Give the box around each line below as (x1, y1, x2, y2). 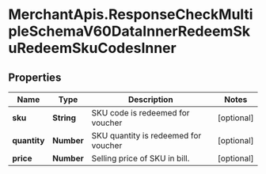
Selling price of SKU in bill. (91, 153, 190, 164)
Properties (8, 70, 62, 84)
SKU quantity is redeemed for (91, 130, 202, 141)
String (52, 112, 77, 123)
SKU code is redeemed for (91, 108, 190, 118)
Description (127, 94, 173, 104)
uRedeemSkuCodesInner (8, 40, 177, 57)
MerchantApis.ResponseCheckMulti (8, 6, 253, 24)
